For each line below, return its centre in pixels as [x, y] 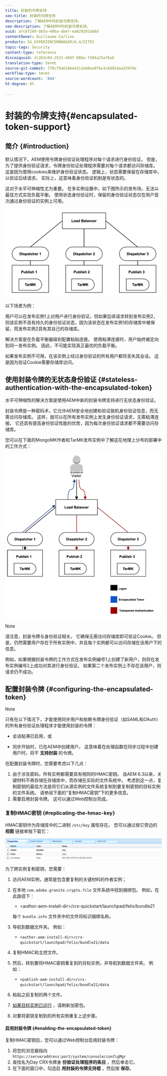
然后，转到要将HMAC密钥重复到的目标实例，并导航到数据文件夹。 [80, 963]
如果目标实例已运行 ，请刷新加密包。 [50, 1005]
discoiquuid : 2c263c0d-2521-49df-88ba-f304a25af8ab [60, 58]
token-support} [38, 127]
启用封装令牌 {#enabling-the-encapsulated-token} [58, 1028]
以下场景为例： [20, 306]
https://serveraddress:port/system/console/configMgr [69, 1057]
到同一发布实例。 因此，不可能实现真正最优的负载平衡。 [62, 346]
